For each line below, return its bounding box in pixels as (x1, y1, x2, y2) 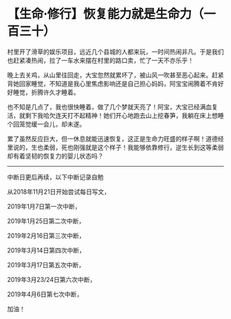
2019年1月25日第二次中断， (7, 216, 85, 225)
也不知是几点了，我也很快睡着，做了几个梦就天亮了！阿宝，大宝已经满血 (7, 103, 212, 111)
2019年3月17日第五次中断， (7, 260, 85, 269)
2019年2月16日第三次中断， (7, 231, 85, 240)
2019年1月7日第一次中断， (7, 202, 81, 210)
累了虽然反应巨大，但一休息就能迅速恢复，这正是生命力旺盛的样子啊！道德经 (7, 134, 224, 143)
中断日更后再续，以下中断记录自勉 (7, 173, 104, 181)
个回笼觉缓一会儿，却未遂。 (7, 120, 86, 128)
